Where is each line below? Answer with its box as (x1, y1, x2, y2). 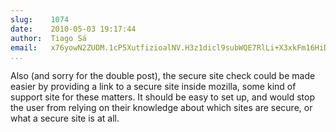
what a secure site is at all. (10, 112, 120, 125)
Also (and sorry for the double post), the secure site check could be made (10, 70, 316, 82)
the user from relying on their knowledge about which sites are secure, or (10, 102, 313, 114)
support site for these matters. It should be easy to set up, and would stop (10, 91, 315, 103)
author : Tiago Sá (10, 33, 87, 43)
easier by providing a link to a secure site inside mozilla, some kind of (10, 81, 297, 93)
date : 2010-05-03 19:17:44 (10, 24, 137, 34)
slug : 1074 (10, 14, 70, 25)
